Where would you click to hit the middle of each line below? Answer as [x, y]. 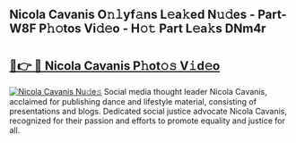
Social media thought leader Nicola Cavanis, [185, 92]
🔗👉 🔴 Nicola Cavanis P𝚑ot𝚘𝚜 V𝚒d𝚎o [115, 66]
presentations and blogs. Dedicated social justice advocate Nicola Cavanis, [148, 111]
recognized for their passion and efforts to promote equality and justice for [147, 121]
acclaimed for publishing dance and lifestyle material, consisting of [133, 101]
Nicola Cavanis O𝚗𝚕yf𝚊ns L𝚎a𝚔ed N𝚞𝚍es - [132, 15]
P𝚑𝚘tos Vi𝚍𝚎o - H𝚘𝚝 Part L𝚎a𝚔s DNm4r [152, 29]
